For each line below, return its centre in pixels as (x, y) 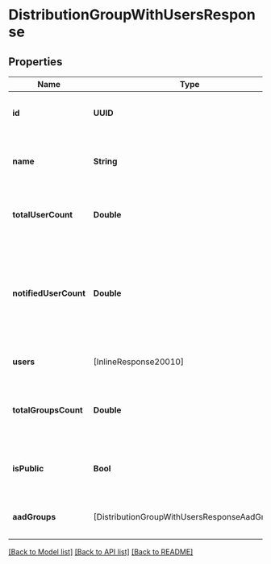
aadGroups (34, 517)
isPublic (28, 469)
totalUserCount (43, 215)
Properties (35, 62)
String (105, 161)
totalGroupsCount (48, 410)
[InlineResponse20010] (138, 362)
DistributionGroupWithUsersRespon (132, 15)
